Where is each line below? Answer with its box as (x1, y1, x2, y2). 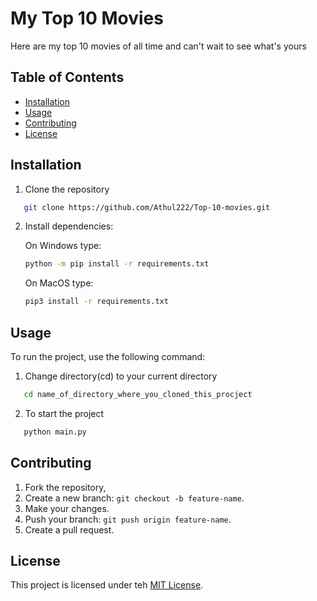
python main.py (23, 427, 87, 437)
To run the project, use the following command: (10, 351, 206, 362)
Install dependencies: (24, 220, 114, 232)
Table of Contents (10, 69, 125, 86)
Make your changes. (24, 502, 110, 514)
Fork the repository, (24, 481, 107, 493)
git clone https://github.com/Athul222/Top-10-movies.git (23, 202, 271, 212)
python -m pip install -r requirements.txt (24, 259, 210, 269)
